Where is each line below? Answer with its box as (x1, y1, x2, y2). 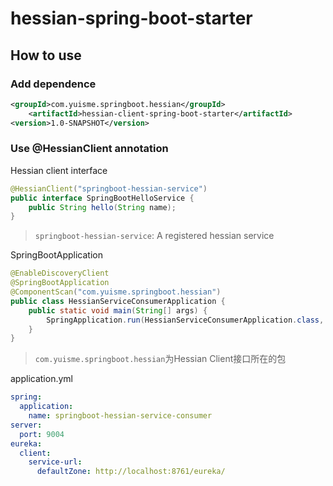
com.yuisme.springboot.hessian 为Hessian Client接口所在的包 (34, 353, 287, 365)
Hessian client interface (10, 164, 108, 176)
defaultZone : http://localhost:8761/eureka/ (36, 467, 226, 477)
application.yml (10, 373, 73, 385)
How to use (10, 47, 82, 64)
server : (10, 420, 43, 430)
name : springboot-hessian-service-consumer (28, 411, 213, 421)
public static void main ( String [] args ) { (28, 305, 208, 316)
